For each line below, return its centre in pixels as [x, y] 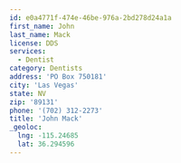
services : [28, 52]
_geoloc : [26, 128]
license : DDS [34, 43]
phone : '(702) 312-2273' [56, 110]
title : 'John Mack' [46, 119]
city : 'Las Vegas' [44, 85]
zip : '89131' [34, 102]
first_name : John [42, 26]
